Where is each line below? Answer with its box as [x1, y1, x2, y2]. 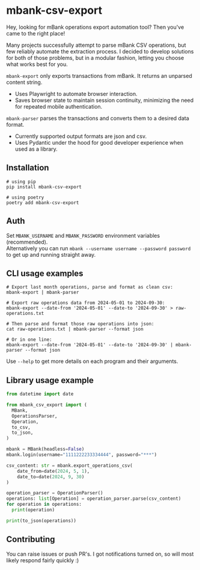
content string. [6, 79, 43, 86]
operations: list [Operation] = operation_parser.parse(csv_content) [6, 496, 181, 502]
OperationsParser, [11, 413, 58, 419]
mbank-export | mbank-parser [6, 289, 79, 296]
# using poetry [6, 194, 44, 200]
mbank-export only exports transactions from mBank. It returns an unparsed [6, 72, 192, 79]
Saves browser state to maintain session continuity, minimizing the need [14, 97, 194, 104]
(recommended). [6, 238, 48, 245]
